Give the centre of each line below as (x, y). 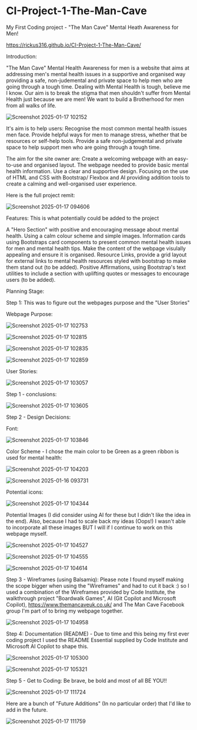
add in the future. (27, 709)
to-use (14, 165)
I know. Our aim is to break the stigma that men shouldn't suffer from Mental (98, 93)
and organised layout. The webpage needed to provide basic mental (106, 165)
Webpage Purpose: (29, 314)
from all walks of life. (31, 105)
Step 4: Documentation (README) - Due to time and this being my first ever (98, 634)
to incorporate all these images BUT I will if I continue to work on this (89, 527)
